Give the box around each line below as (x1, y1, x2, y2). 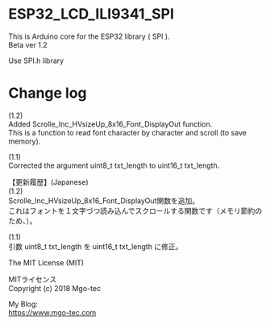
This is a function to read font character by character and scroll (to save (8, 127, 247, 137)
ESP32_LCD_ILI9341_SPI (8, 5, 175, 23)
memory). (8, 136, 41, 146)
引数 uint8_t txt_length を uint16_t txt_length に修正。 (8, 241, 183, 251)
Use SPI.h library (8, 56, 64, 65)
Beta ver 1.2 (8, 40, 48, 49)
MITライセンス (8, 274, 57, 284)
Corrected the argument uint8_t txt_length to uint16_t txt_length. (8, 160, 220, 170)
